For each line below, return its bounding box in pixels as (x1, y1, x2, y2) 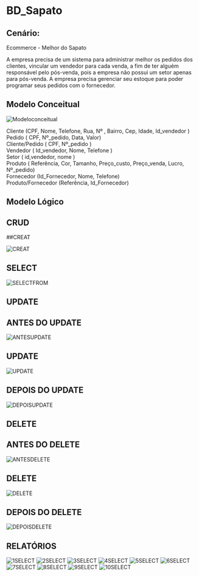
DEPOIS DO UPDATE (6, 385, 84, 396)
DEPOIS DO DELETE (6, 507, 82, 518)
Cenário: (6, 28, 40, 38)
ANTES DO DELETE (6, 440, 80, 450)
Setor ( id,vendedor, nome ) (6, 153, 75, 160)
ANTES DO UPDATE (6, 317, 82, 328)
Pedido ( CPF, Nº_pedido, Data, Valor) (6, 133, 102, 141)
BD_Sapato (6, 4, 63, 18)
